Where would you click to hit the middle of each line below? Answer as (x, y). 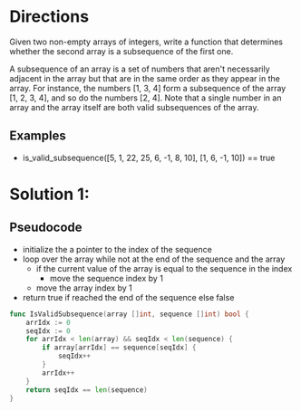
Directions (49, 17)
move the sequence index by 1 (106, 278)
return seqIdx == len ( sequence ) (87, 390)
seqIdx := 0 (48, 331)
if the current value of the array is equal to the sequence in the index (164, 268)
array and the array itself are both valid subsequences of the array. (134, 107)
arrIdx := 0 (48, 322)
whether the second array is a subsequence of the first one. (121, 51)
